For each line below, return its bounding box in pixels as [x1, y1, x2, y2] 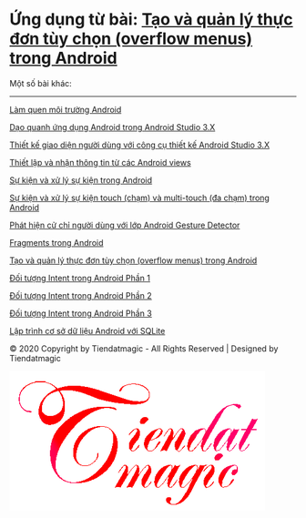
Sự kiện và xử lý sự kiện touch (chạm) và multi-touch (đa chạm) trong [9, 192, 270, 203]
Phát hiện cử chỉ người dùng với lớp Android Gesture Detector [9, 219, 240, 230]
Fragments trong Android [9, 237, 104, 248]
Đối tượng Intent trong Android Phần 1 [9, 272, 150, 283]
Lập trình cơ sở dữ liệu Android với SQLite [9, 325, 166, 336]
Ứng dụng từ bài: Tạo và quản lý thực [9, 9, 293, 30]
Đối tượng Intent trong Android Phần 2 [9, 289, 152, 300]
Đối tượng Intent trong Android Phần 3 [9, 308, 152, 319]
